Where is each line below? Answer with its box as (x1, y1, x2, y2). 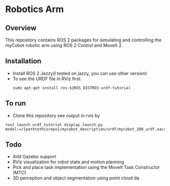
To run (5, 99, 26, 108)
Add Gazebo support (12, 154, 57, 160)
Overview (5, 24, 37, 32)
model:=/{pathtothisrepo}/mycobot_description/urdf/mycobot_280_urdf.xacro (5, 127, 168, 132)
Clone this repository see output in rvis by (12, 112, 100, 118)
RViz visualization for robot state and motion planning (12, 159, 124, 165)
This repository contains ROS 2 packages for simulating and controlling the (5, 37, 162, 43)
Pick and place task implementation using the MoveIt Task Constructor (12, 164, 160, 170)
